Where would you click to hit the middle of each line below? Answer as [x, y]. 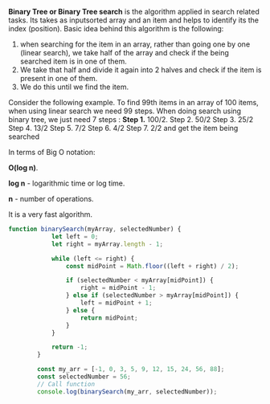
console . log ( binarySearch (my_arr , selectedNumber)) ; [127, 392]
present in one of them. [59, 78]
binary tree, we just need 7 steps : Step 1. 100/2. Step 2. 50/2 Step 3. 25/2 [131, 119]
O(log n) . [23, 167]
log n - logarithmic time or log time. [67, 183]
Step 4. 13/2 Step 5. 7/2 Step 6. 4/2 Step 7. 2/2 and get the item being [123, 128]
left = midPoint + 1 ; [116, 303]
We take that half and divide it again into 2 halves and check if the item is [141, 70]
